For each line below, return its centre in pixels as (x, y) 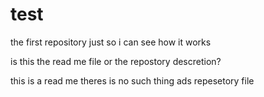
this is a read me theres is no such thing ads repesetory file (132, 80)
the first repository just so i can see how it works (111, 42)
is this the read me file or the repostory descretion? (116, 61)
